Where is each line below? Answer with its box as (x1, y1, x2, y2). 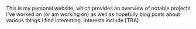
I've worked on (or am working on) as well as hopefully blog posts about (6, 11, 180, 18)
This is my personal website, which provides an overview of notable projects (6, 5, 191, 11)
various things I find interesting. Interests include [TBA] (6, 17, 139, 23)
